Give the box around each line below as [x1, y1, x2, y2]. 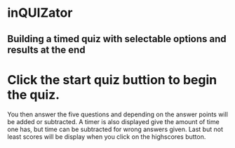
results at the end [7, 43, 86, 55]
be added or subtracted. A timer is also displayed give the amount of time [7, 117, 220, 126]
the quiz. [7, 86, 60, 102]
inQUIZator [7, 5, 73, 21]
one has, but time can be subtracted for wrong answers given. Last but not [7, 125, 223, 133]
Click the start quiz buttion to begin [7, 72, 217, 88]
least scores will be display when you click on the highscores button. [7, 132, 206, 141]
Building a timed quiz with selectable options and [7, 33, 227, 45]
